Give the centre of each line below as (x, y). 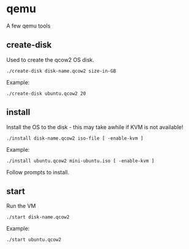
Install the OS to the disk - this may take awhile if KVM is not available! (95, 127)
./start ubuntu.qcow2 (34, 240)
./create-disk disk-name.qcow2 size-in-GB (61, 71)
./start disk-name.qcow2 (38, 217)
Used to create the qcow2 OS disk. (50, 59)
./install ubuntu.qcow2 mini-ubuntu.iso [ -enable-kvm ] (80, 161)
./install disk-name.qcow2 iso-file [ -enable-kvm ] (75, 138)
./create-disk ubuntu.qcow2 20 (46, 94)
